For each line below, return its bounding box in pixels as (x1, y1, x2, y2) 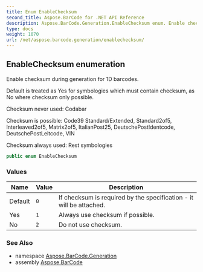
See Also (6, 238, 33, 247)
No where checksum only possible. (6, 93, 94, 100)
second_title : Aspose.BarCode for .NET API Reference (6, 15, 145, 21)
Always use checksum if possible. (58, 210, 155, 219)
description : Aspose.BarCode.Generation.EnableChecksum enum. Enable (6, 20, 185, 26)
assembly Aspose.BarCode (14, 259, 83, 266)
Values (6, 167, 27, 176)
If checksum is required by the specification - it (58, 193, 194, 201)
